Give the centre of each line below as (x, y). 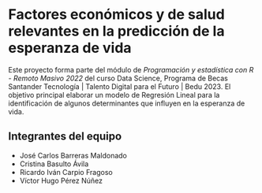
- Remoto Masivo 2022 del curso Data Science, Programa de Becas (118, 78)
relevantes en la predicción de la (116, 31)
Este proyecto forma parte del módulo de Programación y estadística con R (131, 69)
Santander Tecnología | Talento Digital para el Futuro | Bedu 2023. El (120, 86)
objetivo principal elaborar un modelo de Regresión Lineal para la (114, 95)
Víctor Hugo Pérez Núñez (61, 180)
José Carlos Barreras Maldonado (73, 155)
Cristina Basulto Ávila (54, 164)
